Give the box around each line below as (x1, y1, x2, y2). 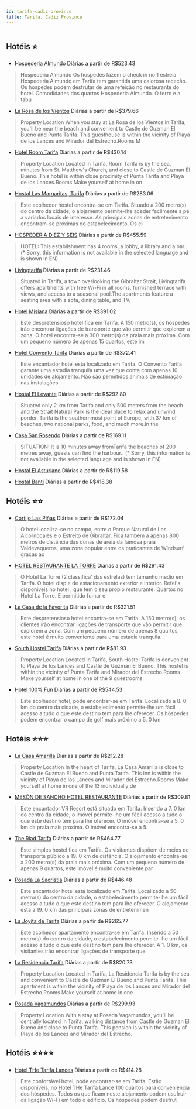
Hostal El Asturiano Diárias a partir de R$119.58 (14, 467, 128, 474)
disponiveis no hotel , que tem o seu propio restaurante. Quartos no (20, 586, 184, 593)
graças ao (20, 551, 45, 558)
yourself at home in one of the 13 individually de (20, 782, 136, 789)
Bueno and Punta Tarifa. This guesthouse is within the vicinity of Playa (20, 131, 190, 138)
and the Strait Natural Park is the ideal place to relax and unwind (20, 408, 176, 416)
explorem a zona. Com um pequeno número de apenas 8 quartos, (20, 627, 180, 634)
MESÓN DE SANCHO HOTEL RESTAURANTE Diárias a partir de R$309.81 (14, 794, 191, 801)
